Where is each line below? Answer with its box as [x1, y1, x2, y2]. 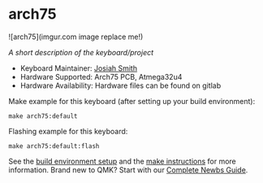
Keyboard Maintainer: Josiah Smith [19, 63, 138, 73]
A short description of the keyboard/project [8, 47, 154, 57]
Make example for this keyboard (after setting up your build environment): [8, 96, 256, 106]
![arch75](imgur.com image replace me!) [8, 32, 144, 41]
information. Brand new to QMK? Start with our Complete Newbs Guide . [8, 164, 248, 175]
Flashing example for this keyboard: [8, 126, 128, 136]
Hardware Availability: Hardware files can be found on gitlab [19, 81, 222, 90]
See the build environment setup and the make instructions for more [8, 156, 237, 166]
